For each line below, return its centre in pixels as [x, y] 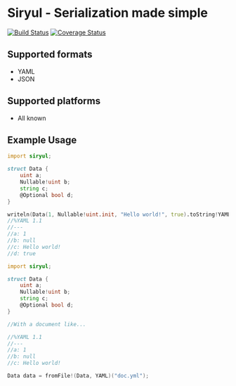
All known [32, 118]
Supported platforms [54, 101]
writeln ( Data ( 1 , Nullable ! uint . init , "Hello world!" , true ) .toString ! [113, 214]
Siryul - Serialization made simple [108, 13]
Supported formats [50, 54]
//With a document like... [47, 324]
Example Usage [42, 140]
